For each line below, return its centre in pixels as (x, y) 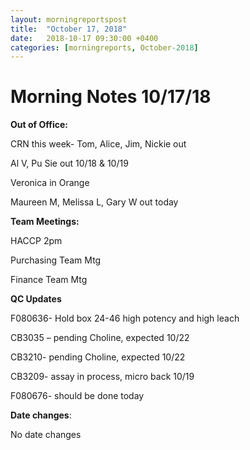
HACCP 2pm (36, 241)
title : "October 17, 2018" (69, 29)
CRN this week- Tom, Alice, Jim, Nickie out (98, 144)
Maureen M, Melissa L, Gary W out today (94, 202)
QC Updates (36, 299)
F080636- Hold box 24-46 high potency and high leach (125, 318)
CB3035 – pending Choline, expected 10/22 (100, 338)
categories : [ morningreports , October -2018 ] (104, 47)
